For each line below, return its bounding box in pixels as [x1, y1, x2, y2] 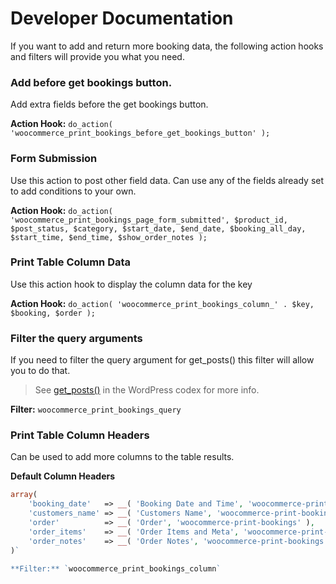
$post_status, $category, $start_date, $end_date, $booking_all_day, [10, 223, 307, 234]
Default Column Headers [10, 470, 116, 482]
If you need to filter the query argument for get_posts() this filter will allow [10, 354, 315, 366]
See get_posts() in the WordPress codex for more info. [34, 384, 260, 396]
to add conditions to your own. [10, 185, 137, 197]
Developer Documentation [10, 7, 234, 30]
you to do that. [10, 365, 71, 377]
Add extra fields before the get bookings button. [10, 98, 209, 111]
